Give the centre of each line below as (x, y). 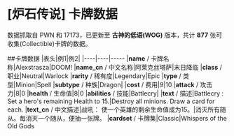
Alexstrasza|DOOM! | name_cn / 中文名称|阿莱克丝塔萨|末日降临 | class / (118, 67)
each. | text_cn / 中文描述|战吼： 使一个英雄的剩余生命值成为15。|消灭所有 (114, 109)
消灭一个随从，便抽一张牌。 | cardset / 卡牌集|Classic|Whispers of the (126, 118)
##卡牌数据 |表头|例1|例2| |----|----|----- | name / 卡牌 (85, 58)
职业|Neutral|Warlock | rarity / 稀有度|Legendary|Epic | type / (95, 76)
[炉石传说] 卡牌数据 (62, 14)
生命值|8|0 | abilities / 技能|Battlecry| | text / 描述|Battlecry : (139, 93)
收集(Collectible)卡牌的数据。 (49, 43)
